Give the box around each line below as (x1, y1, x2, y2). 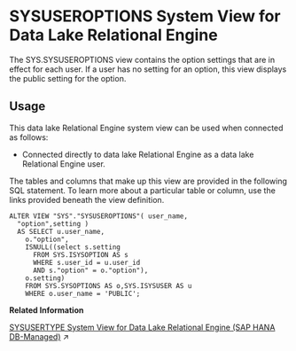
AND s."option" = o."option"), (32, 266, 149, 275)
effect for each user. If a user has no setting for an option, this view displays (9, 64, 287, 74)
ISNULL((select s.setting (25, 242, 121, 252)
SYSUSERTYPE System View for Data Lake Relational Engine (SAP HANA (9, 322, 276, 332)
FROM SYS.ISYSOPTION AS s (32, 250, 129, 259)
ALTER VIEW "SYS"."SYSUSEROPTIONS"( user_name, (9, 211, 189, 221)
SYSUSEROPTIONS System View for (9, 6, 281, 27)
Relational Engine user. (21, 158, 106, 169)
